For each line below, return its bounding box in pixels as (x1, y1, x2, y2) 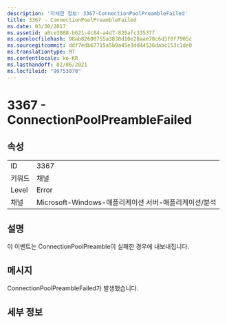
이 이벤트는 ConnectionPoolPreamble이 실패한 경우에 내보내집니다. (7, 242, 190, 251)
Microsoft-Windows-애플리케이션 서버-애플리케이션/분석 (36, 197, 217, 207)
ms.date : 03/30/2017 (7, 23, 67, 30)
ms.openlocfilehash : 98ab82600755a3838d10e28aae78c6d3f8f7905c (7, 36, 193, 43)
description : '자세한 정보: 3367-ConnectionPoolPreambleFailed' (7, 10, 188, 17)
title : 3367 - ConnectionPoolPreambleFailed (7, 17, 137, 23)
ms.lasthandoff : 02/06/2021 (7, 61, 88, 68)
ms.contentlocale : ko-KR (7, 55, 78, 62)
